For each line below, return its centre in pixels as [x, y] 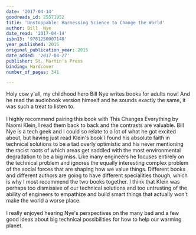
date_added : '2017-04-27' [38, 56]
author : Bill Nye [29, 28]
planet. [14, 226]
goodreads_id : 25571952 [35, 17]
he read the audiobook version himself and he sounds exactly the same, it [96, 100]
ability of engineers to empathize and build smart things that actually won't [97, 194]
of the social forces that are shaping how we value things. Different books [96, 169]
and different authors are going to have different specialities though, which [97, 175]
